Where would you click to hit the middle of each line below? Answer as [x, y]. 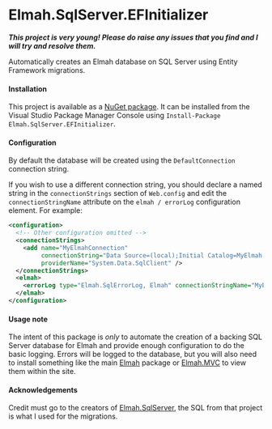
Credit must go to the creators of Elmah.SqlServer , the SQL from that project [136, 408]
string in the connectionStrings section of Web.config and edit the [118, 193]
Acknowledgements [43, 389]
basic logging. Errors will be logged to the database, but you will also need [133, 355]
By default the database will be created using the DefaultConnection [122, 160]
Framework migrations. [47, 70]
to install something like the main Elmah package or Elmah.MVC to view [127, 363]
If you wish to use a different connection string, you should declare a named [136, 185]
